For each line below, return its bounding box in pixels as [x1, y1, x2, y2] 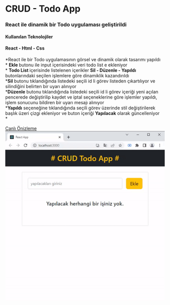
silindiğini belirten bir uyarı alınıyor [5, 83, 77, 89]
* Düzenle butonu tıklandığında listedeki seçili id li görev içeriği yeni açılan [5, 89, 158, 95]
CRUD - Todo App [5, 3, 81, 15]
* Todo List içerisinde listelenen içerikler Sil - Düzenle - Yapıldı [5, 67, 137, 73]
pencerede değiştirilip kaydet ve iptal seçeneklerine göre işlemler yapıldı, [5, 94, 157, 100]
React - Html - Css [5, 45, 45, 51]
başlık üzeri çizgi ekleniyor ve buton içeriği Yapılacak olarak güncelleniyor [5, 110, 160, 116]
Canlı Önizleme [5, 125, 37, 132]
